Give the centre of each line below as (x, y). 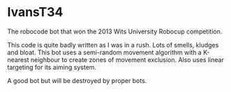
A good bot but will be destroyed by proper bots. (77, 80)
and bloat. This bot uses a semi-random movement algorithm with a (105, 52)
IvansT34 (35, 12)
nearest (18, 59)
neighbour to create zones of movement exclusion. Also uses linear (127, 59)
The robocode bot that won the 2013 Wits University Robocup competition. (115, 31)
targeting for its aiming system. (52, 67)
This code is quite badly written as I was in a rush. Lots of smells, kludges (113, 45)
